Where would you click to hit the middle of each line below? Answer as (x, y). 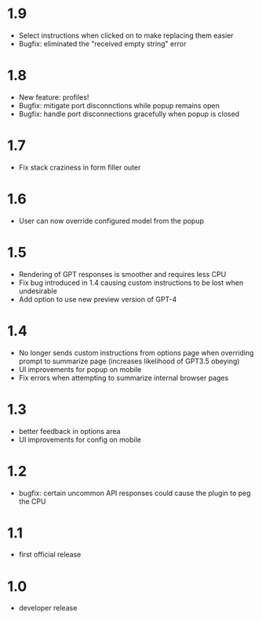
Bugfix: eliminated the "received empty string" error (102, 43)
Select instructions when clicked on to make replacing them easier (126, 35)
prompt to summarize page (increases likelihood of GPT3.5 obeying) (129, 361)
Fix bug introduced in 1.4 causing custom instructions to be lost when (131, 283)
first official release (50, 555)
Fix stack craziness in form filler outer (80, 167)
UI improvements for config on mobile (80, 439)
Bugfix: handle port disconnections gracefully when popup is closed (129, 114)
